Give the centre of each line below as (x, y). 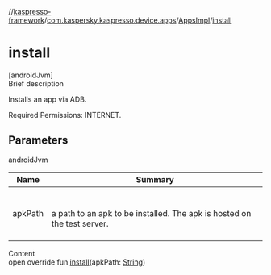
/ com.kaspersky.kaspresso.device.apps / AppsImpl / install (138, 20)
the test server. (80, 223)
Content (22, 253)
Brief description (36, 83)
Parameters (38, 140)
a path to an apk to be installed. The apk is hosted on (151, 213)
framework (27, 20)
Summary (155, 179)
